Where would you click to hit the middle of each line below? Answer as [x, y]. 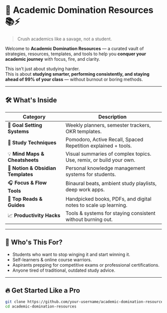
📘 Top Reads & [25, 199]
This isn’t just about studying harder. [42, 69]
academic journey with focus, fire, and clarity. [53, 59]
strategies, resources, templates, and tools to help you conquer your [76, 54]
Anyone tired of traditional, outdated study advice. [64, 270]
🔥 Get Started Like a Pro [43, 290]
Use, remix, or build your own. [100, 160]
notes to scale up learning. [96, 205]
